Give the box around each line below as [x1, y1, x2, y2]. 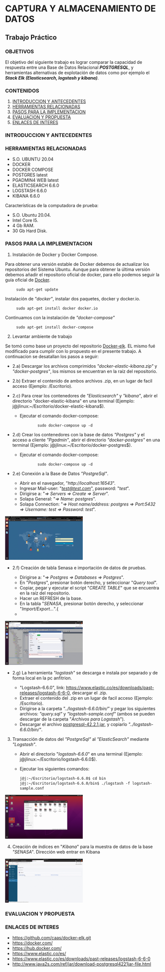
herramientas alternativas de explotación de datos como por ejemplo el [5, 70, 150, 76]
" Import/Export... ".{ [19, 606, 59, 612]
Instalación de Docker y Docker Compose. [12, 252, 99, 257]
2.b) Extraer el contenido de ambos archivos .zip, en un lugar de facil [12, 378, 153, 383]
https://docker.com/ [12, 940, 53, 946]
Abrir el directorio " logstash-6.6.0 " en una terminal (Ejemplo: [19, 751, 143, 757]
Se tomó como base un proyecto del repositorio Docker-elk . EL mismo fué [5, 343, 156, 349]
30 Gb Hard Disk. [12, 228, 48, 234]
